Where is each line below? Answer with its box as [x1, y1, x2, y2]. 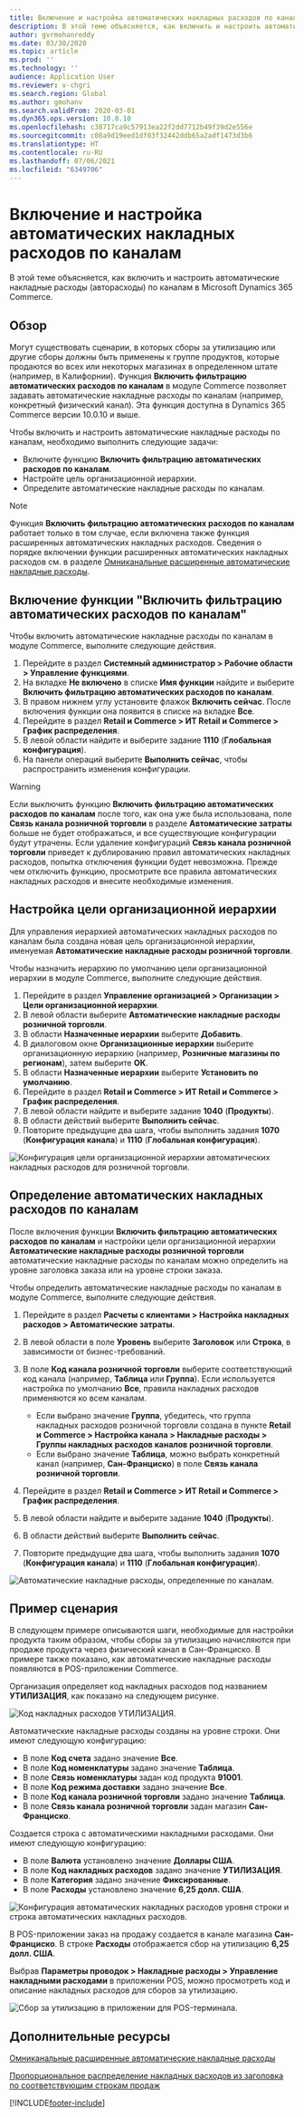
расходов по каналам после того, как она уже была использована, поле [9, 808, 292, 819]
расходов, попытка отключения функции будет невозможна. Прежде [9, 856, 278, 867]
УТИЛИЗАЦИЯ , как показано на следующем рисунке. [9, 1690, 220, 1701]
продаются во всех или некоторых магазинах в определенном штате [9, 361, 279, 372]
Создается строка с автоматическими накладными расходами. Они [9, 1828, 274, 1839]
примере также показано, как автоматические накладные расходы [9, 1654, 271, 1665]
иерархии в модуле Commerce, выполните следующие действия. [9, 972, 262, 983]
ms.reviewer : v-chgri [9, 81, 91, 90]
